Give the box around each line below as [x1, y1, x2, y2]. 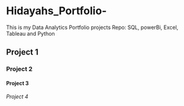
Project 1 [6, 47, 38, 57]
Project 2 [6, 65, 33, 73]
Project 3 [6, 79, 29, 86]
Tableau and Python [6, 30, 55, 37]
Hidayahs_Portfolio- [6, 4, 107, 18]
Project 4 [6, 93, 28, 100]
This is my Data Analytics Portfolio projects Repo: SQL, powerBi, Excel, [6, 24, 179, 31]
